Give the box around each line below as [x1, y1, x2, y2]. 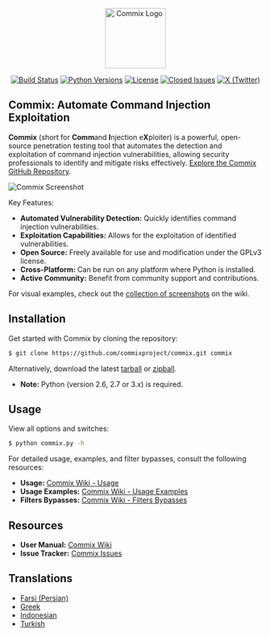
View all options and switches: [8, 423, 110, 434]
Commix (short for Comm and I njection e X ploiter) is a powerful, [8, 132, 219, 142]
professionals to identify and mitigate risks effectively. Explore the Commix [8, 158, 256, 167]
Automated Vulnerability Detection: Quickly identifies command [19, 213, 237, 223]
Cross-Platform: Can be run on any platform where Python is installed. [19, 264, 256, 274]
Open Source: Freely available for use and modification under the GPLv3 [19, 247, 262, 257]
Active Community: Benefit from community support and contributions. [19, 273, 260, 283]
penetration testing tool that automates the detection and [33, 141, 222, 151]
